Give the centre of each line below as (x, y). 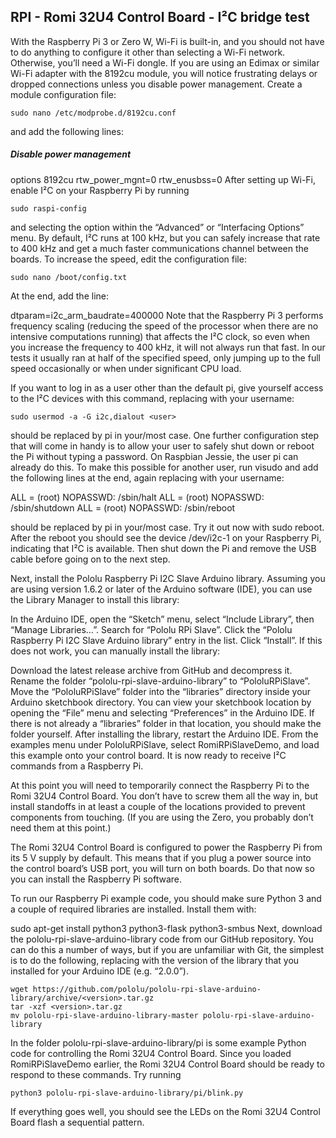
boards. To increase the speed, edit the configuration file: (128, 259)
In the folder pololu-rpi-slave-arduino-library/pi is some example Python (158, 1042)
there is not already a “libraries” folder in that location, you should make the (166, 723)
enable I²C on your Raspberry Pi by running (100, 190)
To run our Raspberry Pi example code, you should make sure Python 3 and (166, 898)
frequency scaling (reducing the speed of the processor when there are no (164, 326)
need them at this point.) (61, 827)
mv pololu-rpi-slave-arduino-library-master (104, 1015)
